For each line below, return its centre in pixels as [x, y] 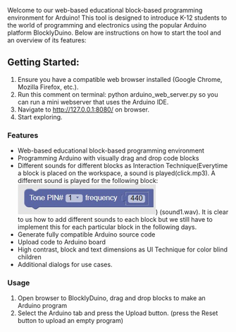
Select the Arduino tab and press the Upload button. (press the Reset [118, 313]
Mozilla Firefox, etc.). [48, 87]
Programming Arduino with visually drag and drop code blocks [108, 158]
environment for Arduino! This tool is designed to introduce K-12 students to [117, 18]
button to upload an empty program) [70, 321]
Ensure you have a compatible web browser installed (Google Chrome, [120, 79]
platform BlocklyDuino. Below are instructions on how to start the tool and [114, 32]
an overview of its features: [47, 40]
